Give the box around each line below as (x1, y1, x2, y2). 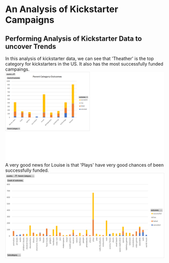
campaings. (5, 67, 30, 72)
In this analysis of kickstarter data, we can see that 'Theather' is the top (5, 55, 154, 61)
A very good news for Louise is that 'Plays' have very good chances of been (5, 162, 164, 168)
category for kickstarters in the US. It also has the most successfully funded (5, 61, 163, 67)
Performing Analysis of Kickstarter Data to (5, 34, 142, 43)
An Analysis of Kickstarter (5, 4, 119, 15)
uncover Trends (5, 42, 57, 51)
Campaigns (5, 14, 54, 26)
